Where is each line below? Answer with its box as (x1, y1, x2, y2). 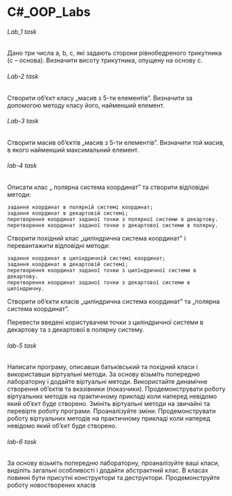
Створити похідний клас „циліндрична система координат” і (7, 234, 186, 242)
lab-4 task (7, 161, 37, 170)
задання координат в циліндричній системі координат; (7, 255, 166, 262)
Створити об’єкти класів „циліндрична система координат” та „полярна (7, 297, 220, 305)
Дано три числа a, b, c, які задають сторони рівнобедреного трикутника (7, 49, 222, 57)
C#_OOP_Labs (7, 4, 91, 20)
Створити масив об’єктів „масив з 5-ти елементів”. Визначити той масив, (7, 138, 225, 146)
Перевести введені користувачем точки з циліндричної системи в (7, 318, 204, 326)
